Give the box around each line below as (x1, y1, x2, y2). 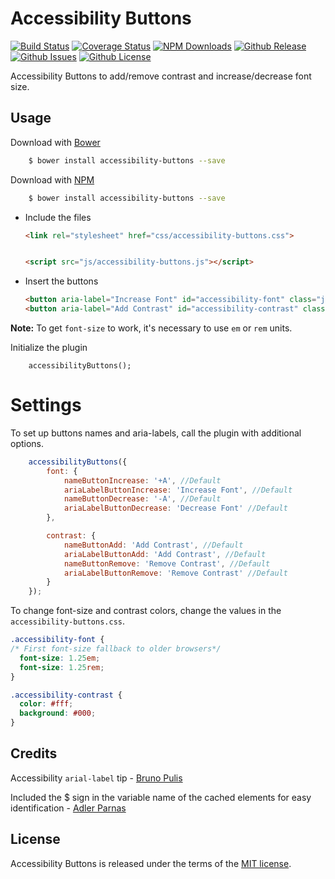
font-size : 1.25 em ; (19, 653, 101, 663)
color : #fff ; (19, 699, 74, 709)
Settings (10, 394, 82, 417)
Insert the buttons (24, 275, 99, 287)
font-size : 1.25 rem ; (19, 662, 105, 672)
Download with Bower (10, 136, 101, 148)
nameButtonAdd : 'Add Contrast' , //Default (63, 540, 244, 550)
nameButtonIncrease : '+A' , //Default (63, 475, 222, 486)
